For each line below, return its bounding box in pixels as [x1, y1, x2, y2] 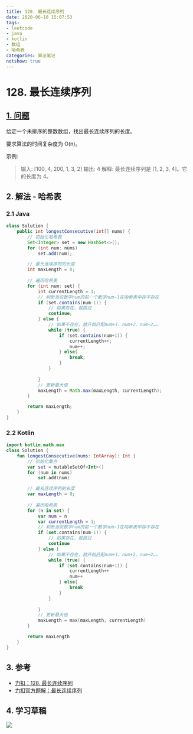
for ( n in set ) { [27, 508, 70, 514]
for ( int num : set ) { [27, 283, 81, 289]
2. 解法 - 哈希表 [6, 191, 62, 202]
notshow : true [6, 58, 41, 64]
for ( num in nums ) [27, 469, 73, 476]
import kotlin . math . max [6, 442, 65, 448]
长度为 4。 [25, 173, 52, 180]
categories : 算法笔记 [6, 53, 56, 59]
